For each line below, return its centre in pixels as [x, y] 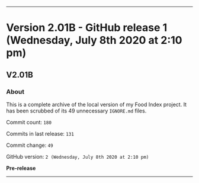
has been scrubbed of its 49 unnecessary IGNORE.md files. [76, 111]
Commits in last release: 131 [40, 133]
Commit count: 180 [29, 122]
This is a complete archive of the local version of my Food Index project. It [97, 104]
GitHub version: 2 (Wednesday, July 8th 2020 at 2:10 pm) [78, 156]
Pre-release [21, 168]
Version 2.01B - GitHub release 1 [87, 28]
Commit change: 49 [30, 145]
